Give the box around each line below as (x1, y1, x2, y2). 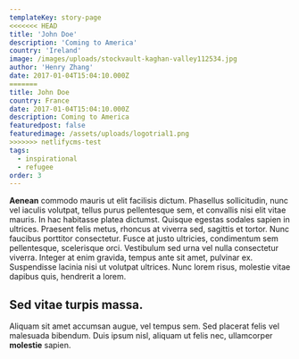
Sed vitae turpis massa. (9, 296, 144, 313)
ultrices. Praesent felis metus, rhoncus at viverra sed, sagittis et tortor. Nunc (9, 224, 290, 235)
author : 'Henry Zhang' (9, 63, 94, 72)
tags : (9, 146, 29, 154)
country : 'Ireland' (9, 46, 82, 55)
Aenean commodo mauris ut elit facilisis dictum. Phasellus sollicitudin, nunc (9, 196, 288, 206)
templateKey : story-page (9, 13, 102, 22)
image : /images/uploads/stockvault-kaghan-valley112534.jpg (9, 54, 238, 63)
